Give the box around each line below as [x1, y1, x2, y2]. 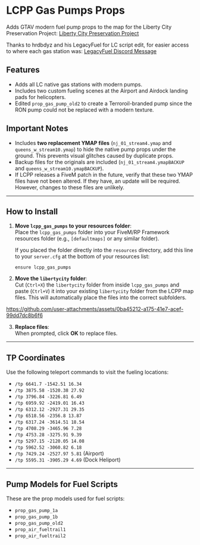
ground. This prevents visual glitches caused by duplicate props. [14, 152, 174, 159]
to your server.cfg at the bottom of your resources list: [14, 253, 150, 260]
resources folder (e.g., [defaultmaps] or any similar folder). [14, 235, 160, 242]
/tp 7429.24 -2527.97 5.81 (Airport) [14, 450, 104, 457]
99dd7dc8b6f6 [6, 312, 43, 319]
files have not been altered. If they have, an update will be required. [14, 177, 180, 184]
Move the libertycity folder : [14, 275, 87, 282]
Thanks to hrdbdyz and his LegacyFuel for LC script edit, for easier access [6, 41, 189, 48]
